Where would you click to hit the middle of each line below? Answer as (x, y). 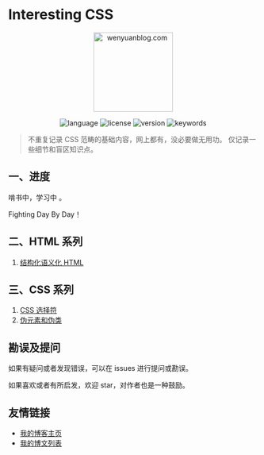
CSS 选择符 (38, 310)
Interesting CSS (61, 15)
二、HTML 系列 (46, 242)
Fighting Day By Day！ (45, 214)
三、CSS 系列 (41, 289)
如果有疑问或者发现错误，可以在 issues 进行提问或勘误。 (100, 368)
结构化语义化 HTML (52, 262)
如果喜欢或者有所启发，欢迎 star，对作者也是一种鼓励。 (99, 385)
